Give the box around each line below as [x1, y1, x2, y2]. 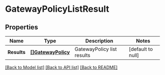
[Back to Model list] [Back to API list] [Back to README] [5, 65, 118, 70]
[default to [128, 46, 153, 52]
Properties [5, 23, 38, 31]
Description [85, 38, 113, 44]
